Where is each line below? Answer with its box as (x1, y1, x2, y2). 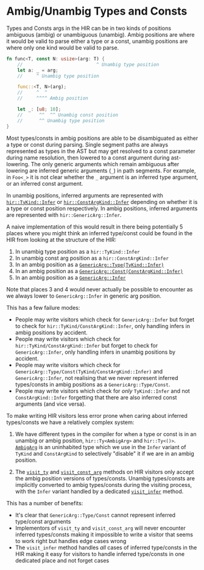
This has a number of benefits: (6, 499, 83, 506)
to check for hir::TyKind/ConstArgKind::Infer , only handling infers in (15, 322, 191, 329)
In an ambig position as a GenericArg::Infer (15, 274, 126, 281)
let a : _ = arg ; (17, 67, 59, 73)
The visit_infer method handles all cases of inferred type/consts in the (15, 544, 197, 551)
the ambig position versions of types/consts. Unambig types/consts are (15, 475, 195, 482)
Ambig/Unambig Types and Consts (6, 4, 188, 18)
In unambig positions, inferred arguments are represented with (6, 191, 163, 199)
